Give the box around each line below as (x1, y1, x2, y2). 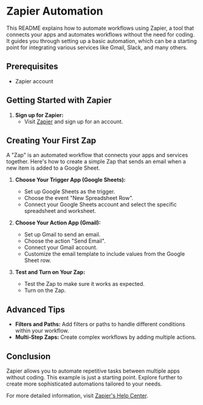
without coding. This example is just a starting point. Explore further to (6, 374, 182, 381)
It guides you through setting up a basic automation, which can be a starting (6, 37, 198, 44)
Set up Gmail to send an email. (24, 231, 101, 238)
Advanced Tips (6, 304, 66, 314)
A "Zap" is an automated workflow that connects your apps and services (6, 151, 188, 159)
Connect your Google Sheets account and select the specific (24, 201, 177, 208)
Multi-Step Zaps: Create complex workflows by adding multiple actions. (15, 333, 197, 341)
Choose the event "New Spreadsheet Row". (24, 195, 134, 202)
